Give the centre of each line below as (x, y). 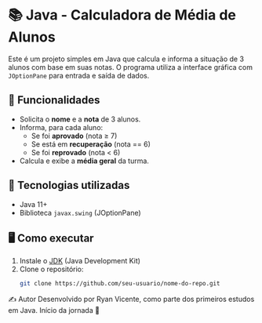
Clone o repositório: (51, 269)
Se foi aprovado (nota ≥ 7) (74, 136)
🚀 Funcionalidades (54, 100)
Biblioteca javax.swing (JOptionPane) (80, 212)
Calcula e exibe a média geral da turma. (84, 161)
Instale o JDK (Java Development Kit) (80, 261)
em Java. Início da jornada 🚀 (54, 310)
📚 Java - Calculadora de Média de (122, 15)
